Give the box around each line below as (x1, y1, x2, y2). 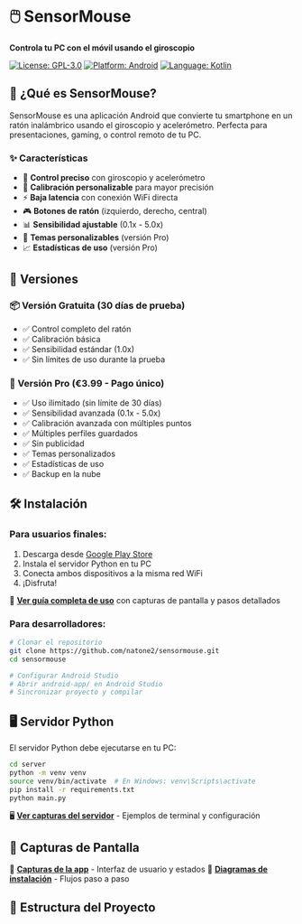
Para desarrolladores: (9, 617, 106, 630)
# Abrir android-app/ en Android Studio (9, 679, 164, 688)
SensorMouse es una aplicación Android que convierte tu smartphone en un (9, 109, 293, 121)
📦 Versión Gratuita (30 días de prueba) (9, 299, 186, 312)
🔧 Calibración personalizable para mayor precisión (22, 182, 215, 193)
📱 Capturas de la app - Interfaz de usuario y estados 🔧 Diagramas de (9, 863, 269, 875)
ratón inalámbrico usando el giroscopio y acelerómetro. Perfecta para (9, 119, 268, 130)
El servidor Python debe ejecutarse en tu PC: (9, 742, 177, 753)
